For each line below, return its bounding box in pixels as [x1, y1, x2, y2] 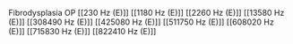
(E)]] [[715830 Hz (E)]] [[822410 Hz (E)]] [8, 26, 157, 36]
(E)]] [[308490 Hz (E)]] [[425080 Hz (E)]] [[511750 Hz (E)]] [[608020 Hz [8, 17, 274, 27]
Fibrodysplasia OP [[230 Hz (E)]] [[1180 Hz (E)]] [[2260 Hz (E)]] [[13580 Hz [8, 8, 285, 18]
